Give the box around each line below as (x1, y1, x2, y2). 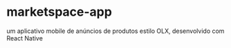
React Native (6, 34, 43, 42)
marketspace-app (6, 4, 112, 20)
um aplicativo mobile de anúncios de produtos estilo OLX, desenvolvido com (6, 27, 225, 35)
